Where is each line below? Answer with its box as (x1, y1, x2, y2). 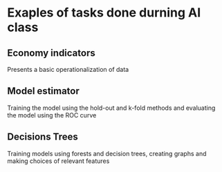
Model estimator (7, 85, 80, 97)
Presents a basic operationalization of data (7, 66, 129, 73)
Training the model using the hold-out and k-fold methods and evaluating (7, 104, 216, 112)
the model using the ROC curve (7, 111, 97, 119)
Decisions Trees (7, 131, 78, 143)
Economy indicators (7, 47, 95, 59)
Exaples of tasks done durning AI (7, 5, 201, 21)
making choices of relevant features (7, 157, 110, 165)
